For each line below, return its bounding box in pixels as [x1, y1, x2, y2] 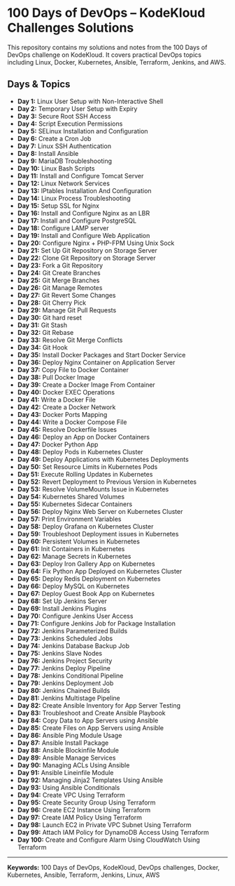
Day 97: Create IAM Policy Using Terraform [17, 813, 142, 821]
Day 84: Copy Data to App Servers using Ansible [17, 716, 159, 725]
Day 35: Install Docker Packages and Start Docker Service [17, 350, 186, 359]
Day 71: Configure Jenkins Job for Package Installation [17, 619, 176, 628]
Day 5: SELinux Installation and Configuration [17, 126, 148, 135]
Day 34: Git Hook [17, 343, 68, 352]
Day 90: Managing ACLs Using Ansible [17, 760, 130, 769]
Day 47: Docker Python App [17, 440, 99, 449]
